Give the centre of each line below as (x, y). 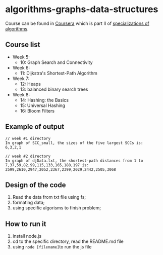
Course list (23, 45)
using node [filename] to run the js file (52, 247)
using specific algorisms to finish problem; (57, 208)
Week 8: (21, 94)
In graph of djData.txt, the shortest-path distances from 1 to (74, 161)
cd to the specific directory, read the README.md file (68, 241)
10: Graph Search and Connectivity (56, 62)
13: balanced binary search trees (54, 89)
